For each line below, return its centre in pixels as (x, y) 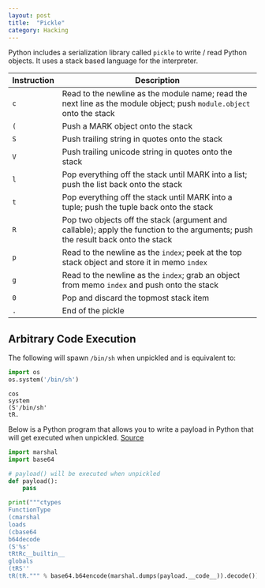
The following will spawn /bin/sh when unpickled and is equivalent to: (122, 358)
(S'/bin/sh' (28, 407)
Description (157, 81)
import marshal (33, 452)
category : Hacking (38, 30)
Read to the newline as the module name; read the (155, 94)
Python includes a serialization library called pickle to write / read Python (127, 53)
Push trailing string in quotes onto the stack (142, 139)
